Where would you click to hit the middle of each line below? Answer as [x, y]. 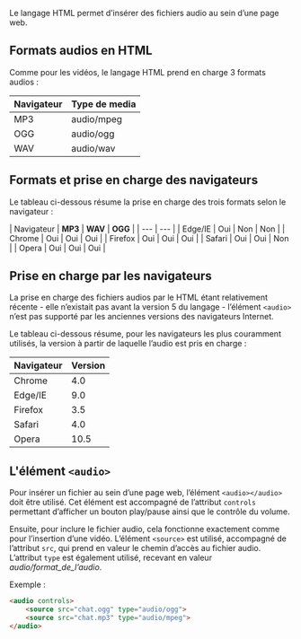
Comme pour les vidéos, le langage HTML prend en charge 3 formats [138, 72]
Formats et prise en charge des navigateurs [134, 180]
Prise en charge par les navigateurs [111, 276]
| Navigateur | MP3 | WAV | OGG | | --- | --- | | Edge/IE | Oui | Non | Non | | [147, 229]
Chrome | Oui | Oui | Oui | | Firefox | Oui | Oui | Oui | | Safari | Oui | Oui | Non [149, 238]
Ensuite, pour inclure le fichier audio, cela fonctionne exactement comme [145, 530]
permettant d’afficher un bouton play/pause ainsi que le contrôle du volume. [150, 512]
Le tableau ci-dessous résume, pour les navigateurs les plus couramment [145, 334]
